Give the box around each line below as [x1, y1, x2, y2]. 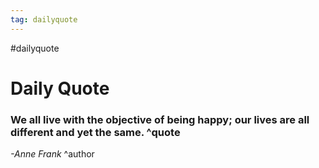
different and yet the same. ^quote [10, 125, 181, 139]
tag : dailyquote [10, 14, 78, 25]
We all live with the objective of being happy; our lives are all [10, 112, 310, 126]
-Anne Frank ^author [10, 148, 95, 160]
